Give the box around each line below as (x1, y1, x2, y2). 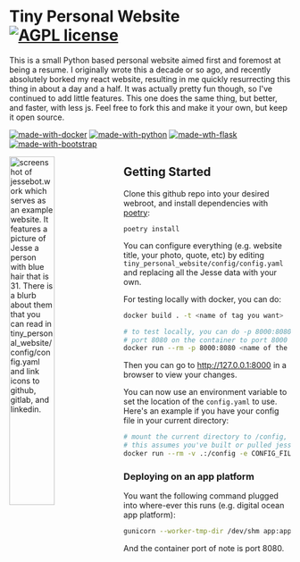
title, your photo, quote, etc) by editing (123, 249, 265, 260)
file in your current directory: (123, 415, 229, 426)
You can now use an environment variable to (123, 387, 287, 398)
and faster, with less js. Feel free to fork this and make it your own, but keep (9, 102, 288, 113)
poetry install (123, 224, 180, 233)
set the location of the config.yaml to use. (123, 396, 278, 407)
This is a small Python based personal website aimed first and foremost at (9, 55, 281, 65)
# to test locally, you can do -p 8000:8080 (123, 327, 292, 336)
